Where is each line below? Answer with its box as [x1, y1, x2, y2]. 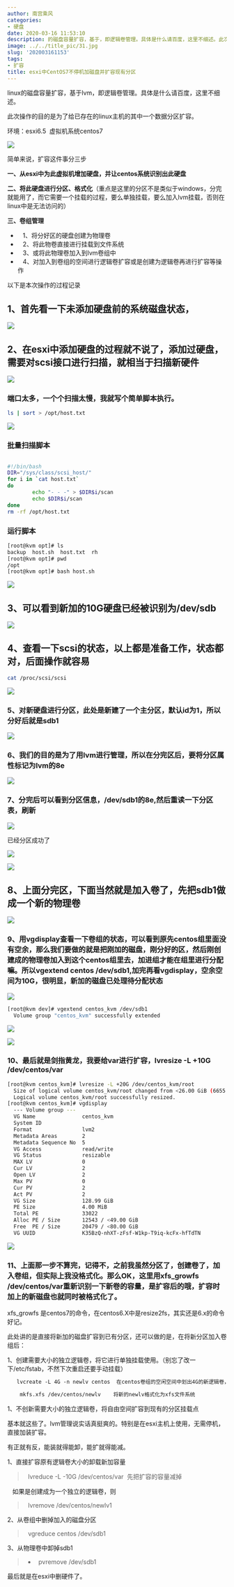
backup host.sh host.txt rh [7, 548, 98, 555]
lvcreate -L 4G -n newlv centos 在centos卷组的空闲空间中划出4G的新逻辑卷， [16, 1379, 230, 1386]
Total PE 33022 [13, 1210, 98, 1217]
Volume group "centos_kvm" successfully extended [13, 1012, 160, 1019]
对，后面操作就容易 [7, 656, 90, 668]
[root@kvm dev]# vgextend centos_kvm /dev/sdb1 [7, 1005, 148, 1013]
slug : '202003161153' [7, 49, 70, 56]
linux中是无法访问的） [7, 201, 70, 210]
